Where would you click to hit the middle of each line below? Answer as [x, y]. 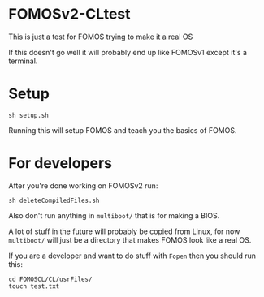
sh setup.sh [28, 115]
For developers [60, 164]
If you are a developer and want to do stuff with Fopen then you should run [132, 256]
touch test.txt [34, 286]
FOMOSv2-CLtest [70, 14]
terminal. [23, 61]
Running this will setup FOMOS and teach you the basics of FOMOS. [123, 130]
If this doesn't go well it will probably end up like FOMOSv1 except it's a [128, 52]
